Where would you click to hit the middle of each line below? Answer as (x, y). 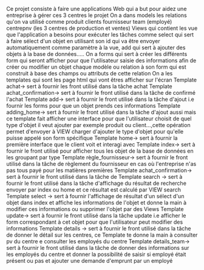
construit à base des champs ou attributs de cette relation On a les (90, 73)
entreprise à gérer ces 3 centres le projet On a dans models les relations (97, 15)
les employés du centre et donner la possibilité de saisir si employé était (96, 254)
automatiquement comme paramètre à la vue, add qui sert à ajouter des (96, 47)
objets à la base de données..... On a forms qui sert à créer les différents (97, 54)
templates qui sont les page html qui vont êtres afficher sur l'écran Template (102, 80)
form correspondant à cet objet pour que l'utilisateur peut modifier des (95, 222)
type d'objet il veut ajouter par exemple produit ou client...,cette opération (98, 125)
